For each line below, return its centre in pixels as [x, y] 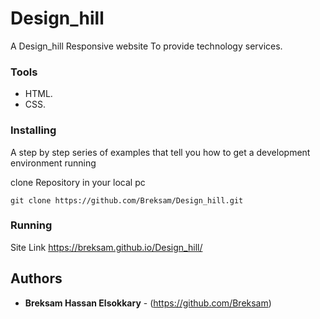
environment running [53, 163]
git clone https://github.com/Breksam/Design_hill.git [127, 200]
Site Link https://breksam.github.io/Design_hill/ [106, 247]
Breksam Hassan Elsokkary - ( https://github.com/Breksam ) [148, 303]
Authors [36, 278]
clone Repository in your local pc [78, 182]
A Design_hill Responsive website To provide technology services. [146, 46]
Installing [33, 130]
